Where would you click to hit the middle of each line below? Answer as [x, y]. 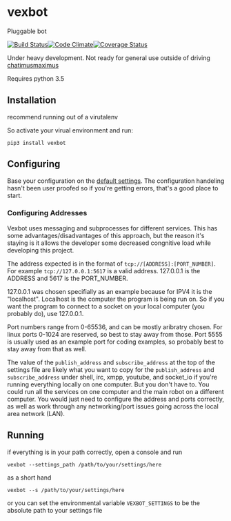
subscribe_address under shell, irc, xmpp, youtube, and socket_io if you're [112, 377]
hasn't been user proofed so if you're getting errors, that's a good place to [113, 188]
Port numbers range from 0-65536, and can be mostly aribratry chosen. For [115, 327]
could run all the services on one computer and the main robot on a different [115, 391]
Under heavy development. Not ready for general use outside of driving [109, 58]
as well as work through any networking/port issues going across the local [113, 406]
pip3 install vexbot [37, 143]
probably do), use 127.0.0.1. [46, 313]
